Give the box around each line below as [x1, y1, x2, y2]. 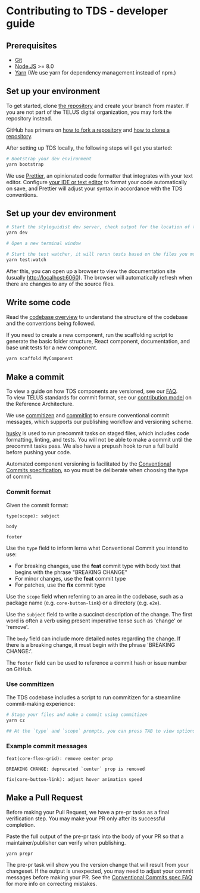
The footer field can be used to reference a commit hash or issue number [6, 659, 187, 666]
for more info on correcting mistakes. [6, 880, 97, 888]
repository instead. [6, 114, 52, 122]
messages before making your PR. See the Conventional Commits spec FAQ [6, 874, 192, 881]
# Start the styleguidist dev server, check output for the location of [6, 224, 190, 230]
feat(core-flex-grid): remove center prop [6, 755, 113, 761]
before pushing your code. [6, 449, 71, 456]
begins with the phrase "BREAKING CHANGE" [14, 568, 128, 576]
